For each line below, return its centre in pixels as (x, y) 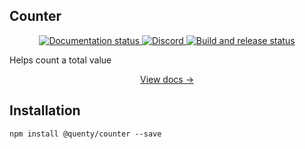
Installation (45, 110)
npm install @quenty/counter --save (85, 134)
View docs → (166, 79)
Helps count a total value (60, 60)
